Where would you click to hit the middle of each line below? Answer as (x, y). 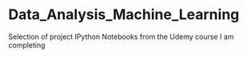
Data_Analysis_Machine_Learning (124, 15)
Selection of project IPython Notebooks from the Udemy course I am (121, 37)
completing (27, 44)
